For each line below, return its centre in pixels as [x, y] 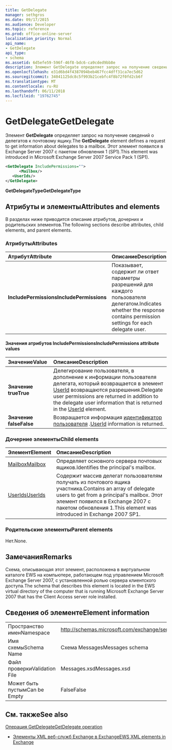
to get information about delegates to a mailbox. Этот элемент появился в [84, 146]
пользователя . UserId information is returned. [109, 424]
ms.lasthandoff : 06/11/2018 [35, 91]
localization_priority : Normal [39, 39]
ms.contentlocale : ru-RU [32, 86]
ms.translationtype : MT [31, 82]
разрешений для [133, 284]
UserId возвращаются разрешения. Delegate [108, 390]
